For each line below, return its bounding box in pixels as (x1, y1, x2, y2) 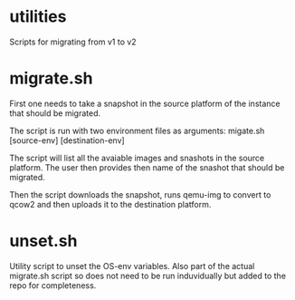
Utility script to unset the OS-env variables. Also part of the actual (9, 260, 255, 271)
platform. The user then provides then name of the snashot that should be (9, 161, 285, 173)
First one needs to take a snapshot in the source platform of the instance (9, 98, 281, 109)
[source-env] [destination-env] (9, 134, 125, 146)
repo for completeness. (9, 279, 97, 291)
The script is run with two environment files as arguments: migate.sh (9, 125, 265, 136)
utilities (9, 6, 67, 27)
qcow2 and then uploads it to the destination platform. (9, 198, 212, 209)
